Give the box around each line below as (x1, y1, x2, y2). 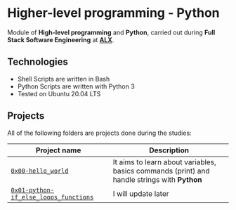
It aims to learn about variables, (112, 157, 216, 166)
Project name (35, 145, 81, 155)
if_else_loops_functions (11, 193, 94, 201)
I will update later (112, 188, 170, 198)
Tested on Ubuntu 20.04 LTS (17, 89, 101, 98)
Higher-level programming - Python (7, 5, 220, 21)
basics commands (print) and (112, 166, 210, 176)
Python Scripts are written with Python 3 (17, 82, 135, 91)
